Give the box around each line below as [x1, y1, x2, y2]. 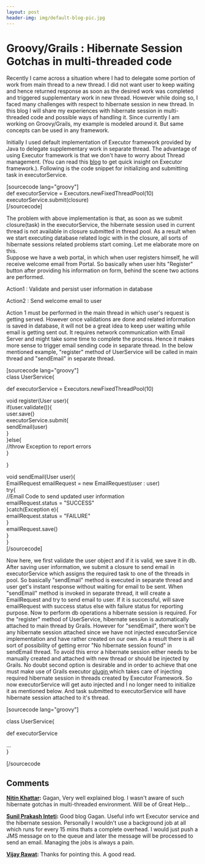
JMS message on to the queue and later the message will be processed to [6, 832, 194, 839]
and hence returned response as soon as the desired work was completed [6, 87, 194, 95]
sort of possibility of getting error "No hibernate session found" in [6, 642, 173, 649]
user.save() [6, 410, 35, 418]
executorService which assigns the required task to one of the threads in [6, 570, 190, 578]
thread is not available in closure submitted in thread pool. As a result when [6, 228, 196, 235]
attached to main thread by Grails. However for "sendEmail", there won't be [6, 622, 196, 630]
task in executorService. [6, 171, 67, 179]
